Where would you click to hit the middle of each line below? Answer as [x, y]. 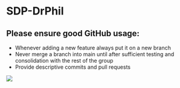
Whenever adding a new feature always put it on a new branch [93, 48]
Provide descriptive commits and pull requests [73, 67]
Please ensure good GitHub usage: [73, 33]
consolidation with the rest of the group [64, 61]
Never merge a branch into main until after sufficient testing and [95, 54]
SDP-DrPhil [35, 11]
